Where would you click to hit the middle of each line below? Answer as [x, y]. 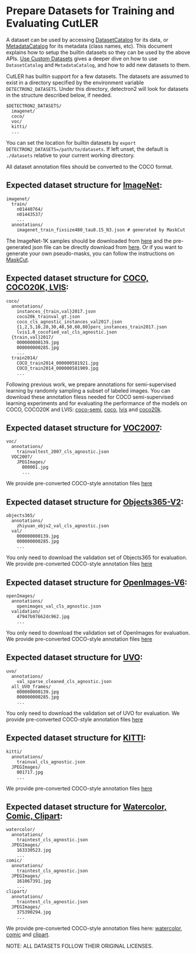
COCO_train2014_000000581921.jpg [58, 363]
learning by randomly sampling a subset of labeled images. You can [88, 390]
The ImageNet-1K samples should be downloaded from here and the [89, 241]
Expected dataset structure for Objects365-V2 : [95, 502]
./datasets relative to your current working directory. [71, 155]
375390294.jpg [34, 912]
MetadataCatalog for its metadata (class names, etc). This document [89, 46]
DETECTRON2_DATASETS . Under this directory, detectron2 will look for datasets [97, 89]
